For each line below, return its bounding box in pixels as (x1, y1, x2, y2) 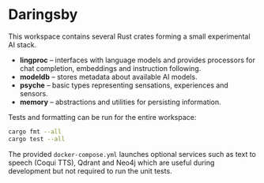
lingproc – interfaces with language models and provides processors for (19, 55, 255, 65)
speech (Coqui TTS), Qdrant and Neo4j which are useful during (8, 158, 215, 167)
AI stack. (8, 39, 37, 49)
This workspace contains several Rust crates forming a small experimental (8, 32, 251, 41)
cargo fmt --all (8, 128, 62, 136)
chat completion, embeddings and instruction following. (19, 63, 202, 73)
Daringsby (8, 6, 78, 24)
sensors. (19, 88, 49, 98)
